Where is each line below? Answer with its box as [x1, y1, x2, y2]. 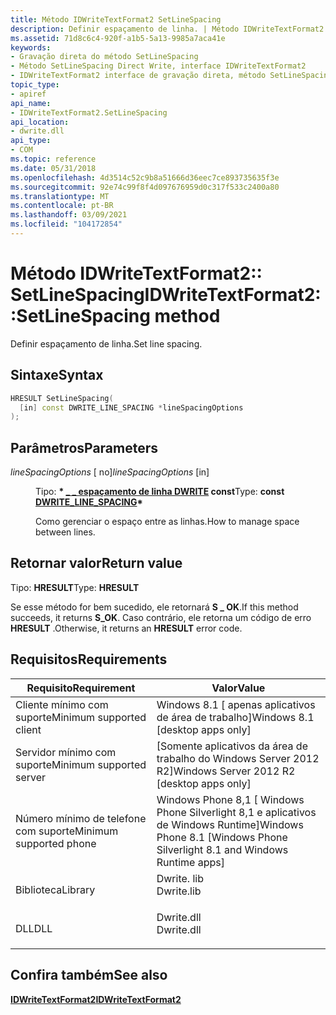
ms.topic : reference [10, 154, 97, 164]
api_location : [10, 117, 70, 127]
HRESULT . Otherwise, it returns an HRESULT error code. [10, 622, 243, 634]
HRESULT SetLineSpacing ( [10, 393, 114, 403]
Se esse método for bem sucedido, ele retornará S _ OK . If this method [10, 601, 299, 613]
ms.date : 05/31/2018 [10, 163, 97, 173]
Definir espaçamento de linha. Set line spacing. [10, 337, 203, 350]
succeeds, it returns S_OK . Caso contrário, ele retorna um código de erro [10, 611, 312, 623]
